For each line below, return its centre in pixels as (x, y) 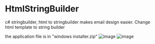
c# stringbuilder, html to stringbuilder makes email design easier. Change (78, 22)
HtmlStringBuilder (42, 9)
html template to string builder (35, 27)
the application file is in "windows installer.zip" (51, 36)
